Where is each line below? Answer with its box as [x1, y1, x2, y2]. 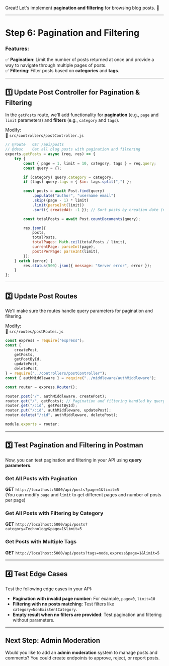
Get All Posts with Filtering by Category [5, 510, 104, 517]
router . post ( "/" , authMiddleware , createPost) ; [5, 394, 107, 399]
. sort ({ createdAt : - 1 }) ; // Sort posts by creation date [32, 207, 158, 212]
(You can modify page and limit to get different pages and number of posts [5, 492, 162, 498]
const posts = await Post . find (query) [23, 188, 105, 194]
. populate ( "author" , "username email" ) [32, 193, 116, 198]
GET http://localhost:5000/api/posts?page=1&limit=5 [5, 486, 119, 492]
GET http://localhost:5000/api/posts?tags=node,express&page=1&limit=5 [5, 549, 160, 555]
